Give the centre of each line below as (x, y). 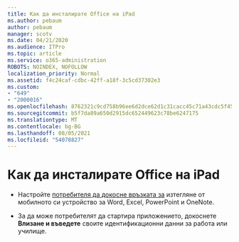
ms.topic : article (34, 54)
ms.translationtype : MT (43, 120)
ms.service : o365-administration (57, 60)
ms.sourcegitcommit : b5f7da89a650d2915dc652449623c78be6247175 (103, 113)
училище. (32, 231)
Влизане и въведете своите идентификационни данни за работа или (122, 223)
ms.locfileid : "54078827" (46, 140)
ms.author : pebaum (34, 21)
